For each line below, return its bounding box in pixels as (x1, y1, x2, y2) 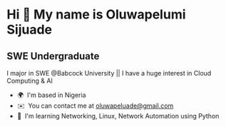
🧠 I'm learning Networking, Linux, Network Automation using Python (16, 112, 220, 120)
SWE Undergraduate (6, 50, 100, 62)
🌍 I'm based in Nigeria (16, 91, 86, 99)
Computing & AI (6, 76, 53, 85)
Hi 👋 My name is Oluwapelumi (6, 6, 186, 23)
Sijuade (6, 21, 53, 38)
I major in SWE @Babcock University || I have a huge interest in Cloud (6, 69, 212, 77)
